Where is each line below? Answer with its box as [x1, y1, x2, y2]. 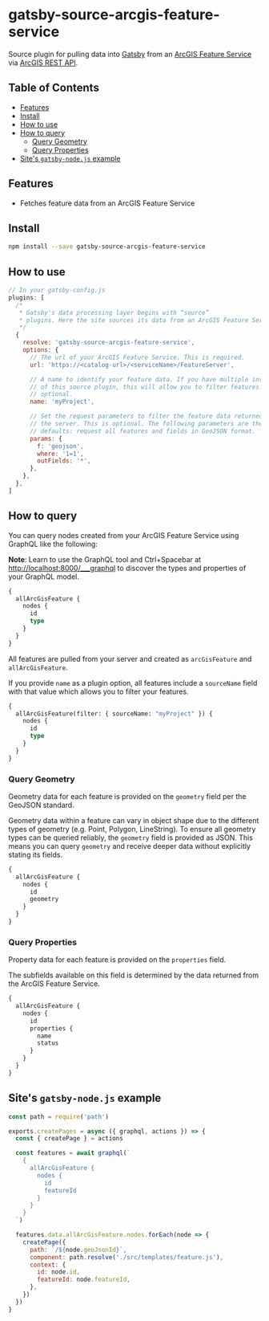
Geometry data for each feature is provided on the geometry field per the [8, 791, 247, 801]
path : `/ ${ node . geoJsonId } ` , [29, 1246, 127, 1254]
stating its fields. [8, 850, 62, 859]
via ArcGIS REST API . [8, 58, 78, 67]
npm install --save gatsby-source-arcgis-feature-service [8, 243, 206, 251]
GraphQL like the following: [8, 539, 98, 548]
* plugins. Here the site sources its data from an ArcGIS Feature [18, 316, 249, 324]
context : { [29, 1261, 66, 1269]
